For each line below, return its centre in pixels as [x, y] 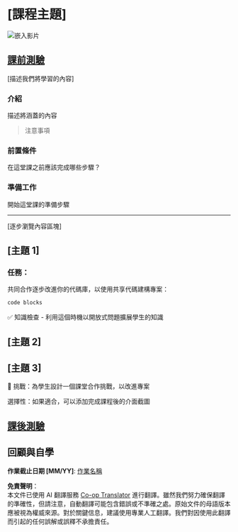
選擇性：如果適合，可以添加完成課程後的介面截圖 [79, 401]
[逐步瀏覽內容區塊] [35, 226]
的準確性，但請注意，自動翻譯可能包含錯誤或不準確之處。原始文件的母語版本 [119, 504]
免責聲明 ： [23, 486]
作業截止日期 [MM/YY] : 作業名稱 [55, 471]
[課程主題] [37, 15]
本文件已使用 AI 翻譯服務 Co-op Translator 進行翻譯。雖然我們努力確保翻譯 [116, 494]
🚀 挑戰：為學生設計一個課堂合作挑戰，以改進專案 [79, 387]
